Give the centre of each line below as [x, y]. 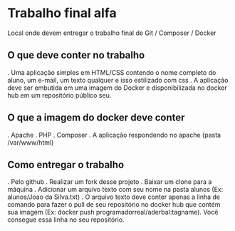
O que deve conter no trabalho [76, 55]
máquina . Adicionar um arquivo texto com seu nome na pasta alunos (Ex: [115, 190]
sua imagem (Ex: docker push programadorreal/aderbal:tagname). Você [113, 212]
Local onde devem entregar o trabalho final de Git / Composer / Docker [112, 33]
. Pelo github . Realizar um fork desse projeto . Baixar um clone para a [110, 182]
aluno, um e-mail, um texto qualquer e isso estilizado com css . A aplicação [118, 80]
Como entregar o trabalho [66, 164]
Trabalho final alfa [62, 13]
